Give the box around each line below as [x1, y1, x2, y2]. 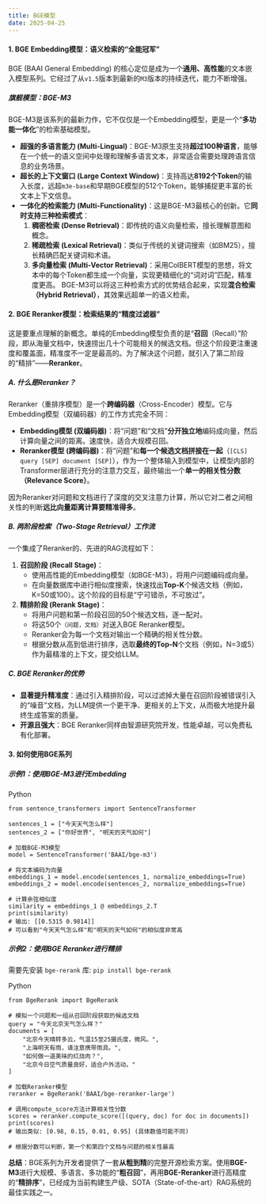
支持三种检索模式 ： [26, 211, 89, 220]
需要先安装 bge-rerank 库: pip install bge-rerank [8, 966, 172, 975]
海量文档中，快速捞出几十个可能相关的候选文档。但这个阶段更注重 [35, 338, 251, 348]
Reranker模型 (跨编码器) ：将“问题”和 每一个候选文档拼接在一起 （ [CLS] [19, 445, 248, 455]
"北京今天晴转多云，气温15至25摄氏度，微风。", [22, 1035, 160, 1044]
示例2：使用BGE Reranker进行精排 [8, 943, 122, 953]
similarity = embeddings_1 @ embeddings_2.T [8, 902, 158, 911]
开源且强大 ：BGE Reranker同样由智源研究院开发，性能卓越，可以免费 [19, 720, 245, 730]
